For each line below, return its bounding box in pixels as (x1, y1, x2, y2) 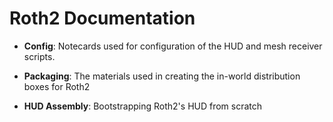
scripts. (23, 50, 56, 62)
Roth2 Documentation (9, 7, 196, 30)
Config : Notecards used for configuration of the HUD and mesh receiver (23, 40, 323, 52)
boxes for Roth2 (23, 80, 91, 92)
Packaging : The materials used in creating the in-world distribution (23, 70, 301, 82)
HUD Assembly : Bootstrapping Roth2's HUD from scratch (23, 100, 263, 112)
